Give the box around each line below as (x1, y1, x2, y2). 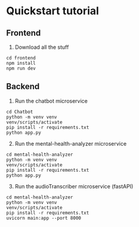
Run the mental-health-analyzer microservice (14, 140, 127, 147)
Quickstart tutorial (6, 4, 100, 18)
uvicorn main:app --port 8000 (6, 215, 82, 221)
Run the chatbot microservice (14, 97, 88, 105)
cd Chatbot (6, 109, 33, 115)
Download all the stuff (14, 43, 69, 51)
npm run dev (6, 65, 36, 71)
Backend (6, 81, 40, 92)
